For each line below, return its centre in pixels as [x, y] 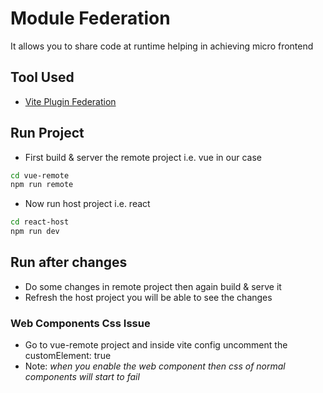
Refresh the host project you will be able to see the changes [148, 297]
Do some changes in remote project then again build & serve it [153, 286]
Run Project [47, 133]
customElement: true [68, 356]
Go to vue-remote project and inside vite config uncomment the [156, 345]
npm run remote [42, 185]
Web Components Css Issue [80, 323]
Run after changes [69, 262]
